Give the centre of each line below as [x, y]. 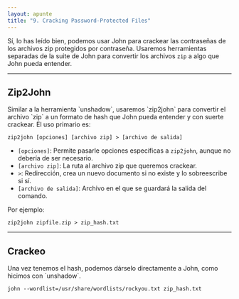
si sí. [25, 181]
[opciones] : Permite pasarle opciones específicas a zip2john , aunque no [124, 151]
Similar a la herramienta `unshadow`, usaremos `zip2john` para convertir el [117, 109]
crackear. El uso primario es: [49, 124]
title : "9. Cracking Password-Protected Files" [79, 21]
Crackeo [27, 251]
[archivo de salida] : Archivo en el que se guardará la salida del [112, 188]
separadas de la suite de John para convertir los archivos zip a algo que [113, 56]
